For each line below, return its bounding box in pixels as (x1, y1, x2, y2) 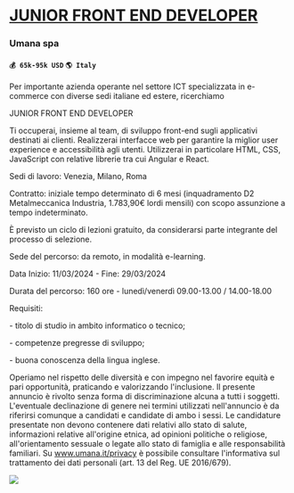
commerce (9, 91, 49, 102)
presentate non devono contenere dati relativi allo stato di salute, (9, 420, 248, 431)
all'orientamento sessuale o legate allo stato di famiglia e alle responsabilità (9, 439, 286, 449)
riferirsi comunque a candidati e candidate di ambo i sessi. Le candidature (9, 410, 282, 421)
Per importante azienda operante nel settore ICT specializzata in (9, 81, 245, 92)
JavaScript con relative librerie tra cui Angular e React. (9, 153, 209, 165)
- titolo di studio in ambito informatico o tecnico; (9, 320, 185, 331)
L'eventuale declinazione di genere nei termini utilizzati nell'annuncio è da (9, 400, 280, 411)
